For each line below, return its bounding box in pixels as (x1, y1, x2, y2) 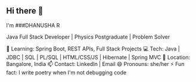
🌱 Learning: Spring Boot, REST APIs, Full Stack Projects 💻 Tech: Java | (6, 45, 181, 52)
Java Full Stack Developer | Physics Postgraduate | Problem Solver (6, 33, 170, 40)
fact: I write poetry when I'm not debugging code (6, 69, 127, 76)
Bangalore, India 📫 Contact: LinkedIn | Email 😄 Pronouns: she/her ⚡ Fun (6, 60, 185, 67)
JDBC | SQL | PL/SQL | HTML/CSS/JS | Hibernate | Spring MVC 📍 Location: (6, 53, 191, 61)
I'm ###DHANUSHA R (6, 21, 60, 29)
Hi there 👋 (6, 6, 43, 16)
